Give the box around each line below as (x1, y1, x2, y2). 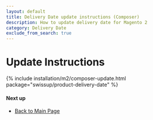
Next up (6, 94, 26, 101)
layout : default (6, 8, 46, 15)
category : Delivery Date (6, 25, 67, 31)
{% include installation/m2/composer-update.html (6, 75, 127, 82)
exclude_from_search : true (6, 30, 72, 36)
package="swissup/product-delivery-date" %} (6, 81, 119, 88)
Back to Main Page (14, 108, 60, 115)
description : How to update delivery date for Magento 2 (6, 19, 148, 25)
